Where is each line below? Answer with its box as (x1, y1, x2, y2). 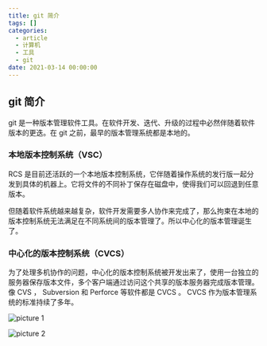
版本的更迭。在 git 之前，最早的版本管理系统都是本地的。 (8, 128, 195, 137)
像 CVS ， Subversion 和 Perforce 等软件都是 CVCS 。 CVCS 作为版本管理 (8, 288, 250, 297)
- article (15, 33, 48, 42)
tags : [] (8, 19, 37, 27)
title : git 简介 (8, 11, 60, 20)
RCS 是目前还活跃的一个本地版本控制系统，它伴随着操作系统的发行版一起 (8, 169, 248, 179)
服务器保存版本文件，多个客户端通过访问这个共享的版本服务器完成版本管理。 (8, 277, 259, 287)
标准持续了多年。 (21, 297, 78, 307)
